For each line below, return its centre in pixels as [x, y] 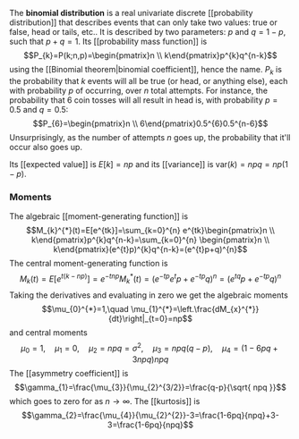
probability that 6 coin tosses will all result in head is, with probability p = [144, 100]
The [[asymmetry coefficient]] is [69, 373]
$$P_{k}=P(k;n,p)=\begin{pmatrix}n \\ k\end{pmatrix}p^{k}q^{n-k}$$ [150, 55]
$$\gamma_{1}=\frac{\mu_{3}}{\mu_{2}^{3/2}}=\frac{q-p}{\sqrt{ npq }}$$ [150, 387]
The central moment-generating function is [89, 264]
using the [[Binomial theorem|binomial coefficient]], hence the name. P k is [145, 71]
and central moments [48, 332]
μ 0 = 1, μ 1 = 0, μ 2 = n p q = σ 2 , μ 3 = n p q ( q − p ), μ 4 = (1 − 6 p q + [149, 348]
